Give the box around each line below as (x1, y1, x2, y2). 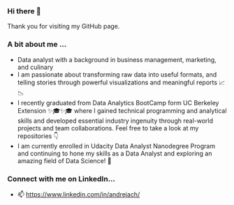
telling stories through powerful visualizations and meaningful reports (17, 78, 218, 86)
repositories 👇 (17, 132, 59, 140)
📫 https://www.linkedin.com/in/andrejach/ (17, 190, 140, 198)
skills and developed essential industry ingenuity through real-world (17, 116, 214, 125)
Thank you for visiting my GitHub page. (7, 22, 120, 31)
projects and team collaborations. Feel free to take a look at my (17, 123, 199, 132)
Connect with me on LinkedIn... (7, 174, 116, 183)
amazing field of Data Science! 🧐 (17, 156, 112, 165)
